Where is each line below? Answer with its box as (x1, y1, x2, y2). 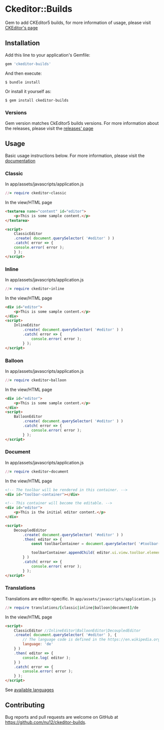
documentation (5, 158, 36, 163)
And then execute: (5, 70, 42, 76)
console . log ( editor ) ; (22, 655, 71, 660)
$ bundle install (5, 80, 41, 85)
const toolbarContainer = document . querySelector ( (31, 542, 137, 547)
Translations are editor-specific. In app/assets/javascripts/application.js (5, 595, 156, 601)
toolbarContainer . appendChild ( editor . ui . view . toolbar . (31, 550, 147, 555)
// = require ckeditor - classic (5, 191, 67, 196)
